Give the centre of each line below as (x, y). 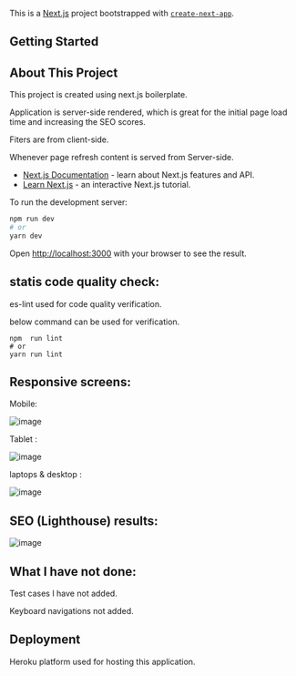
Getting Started (54, 41)
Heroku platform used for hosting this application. (102, 661)
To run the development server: (68, 202)
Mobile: (24, 404)
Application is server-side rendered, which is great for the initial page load (148, 112)
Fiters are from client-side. (59, 139)
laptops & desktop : (46, 475)
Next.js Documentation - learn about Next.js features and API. (138, 175)
